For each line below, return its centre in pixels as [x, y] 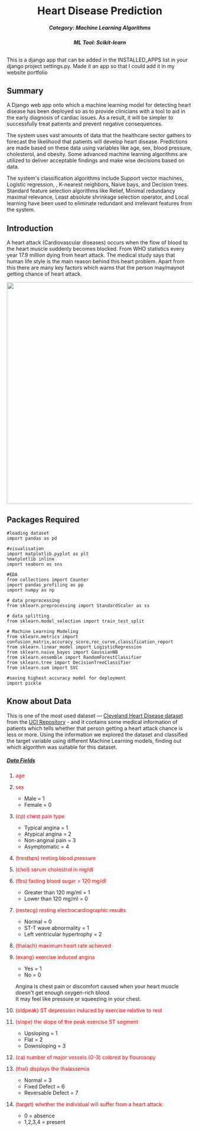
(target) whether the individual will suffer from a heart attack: [89, 1104]
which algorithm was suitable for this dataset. [62, 747]
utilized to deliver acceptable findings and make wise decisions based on [96, 160]
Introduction [30, 228]
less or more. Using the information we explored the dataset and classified [97, 734]
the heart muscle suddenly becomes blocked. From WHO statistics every [96, 249]
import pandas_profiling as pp [45, 585]
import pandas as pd [32, 538]
